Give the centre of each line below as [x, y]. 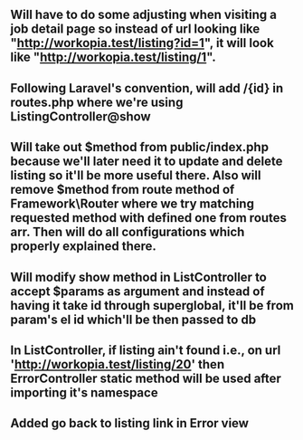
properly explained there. [84, 247]
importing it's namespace [84, 392]
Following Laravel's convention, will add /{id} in [147, 88]
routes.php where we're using [97, 102]
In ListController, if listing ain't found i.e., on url [146, 350]
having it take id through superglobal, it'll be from [152, 306]
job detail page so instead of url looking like [135, 29]
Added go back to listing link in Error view [130, 423]
